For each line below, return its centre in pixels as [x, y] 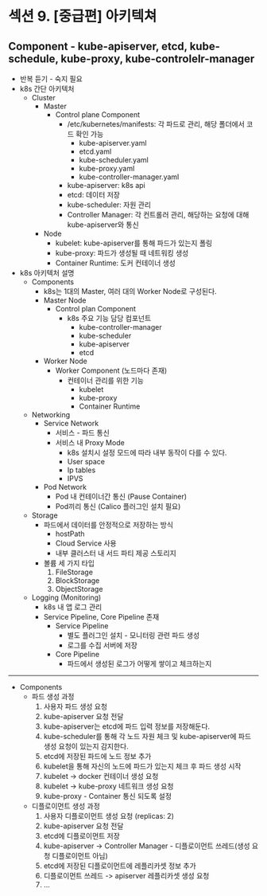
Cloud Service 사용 [86, 543]
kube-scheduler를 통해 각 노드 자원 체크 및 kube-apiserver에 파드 [147, 736]
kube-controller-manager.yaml [129, 177]
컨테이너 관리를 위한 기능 [106, 380]
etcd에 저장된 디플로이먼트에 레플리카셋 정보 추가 [120, 866]
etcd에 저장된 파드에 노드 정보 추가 [97, 756]
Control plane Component [98, 115]
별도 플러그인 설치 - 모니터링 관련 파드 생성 [133, 635]
